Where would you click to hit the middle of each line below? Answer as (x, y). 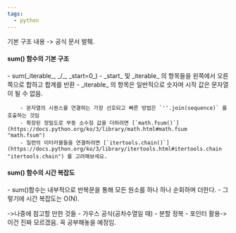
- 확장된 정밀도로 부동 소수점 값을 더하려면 (74, 123)
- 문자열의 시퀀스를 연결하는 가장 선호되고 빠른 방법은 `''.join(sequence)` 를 (124, 108)
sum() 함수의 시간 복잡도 (41, 172)
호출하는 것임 (24, 115)
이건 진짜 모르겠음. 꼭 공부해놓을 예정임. (62, 222)
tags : (15, 14)
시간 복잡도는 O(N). (52, 199)
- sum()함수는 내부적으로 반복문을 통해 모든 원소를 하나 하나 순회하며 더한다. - (114, 189)
